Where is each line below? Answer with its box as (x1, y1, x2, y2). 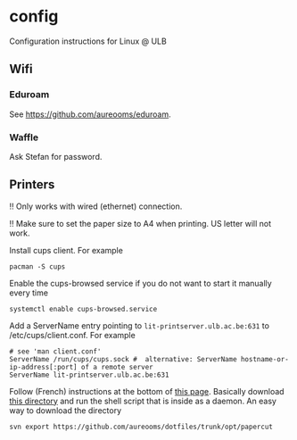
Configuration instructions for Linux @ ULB (9, 36, 167, 46)
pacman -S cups (9, 262, 66, 271)
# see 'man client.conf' (9, 346, 102, 356)
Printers (9, 177, 55, 193)
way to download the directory (9, 404, 122, 416)
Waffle (9, 131, 39, 144)
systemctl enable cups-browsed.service (9, 304, 158, 313)
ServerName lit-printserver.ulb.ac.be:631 (9, 370, 169, 379)
